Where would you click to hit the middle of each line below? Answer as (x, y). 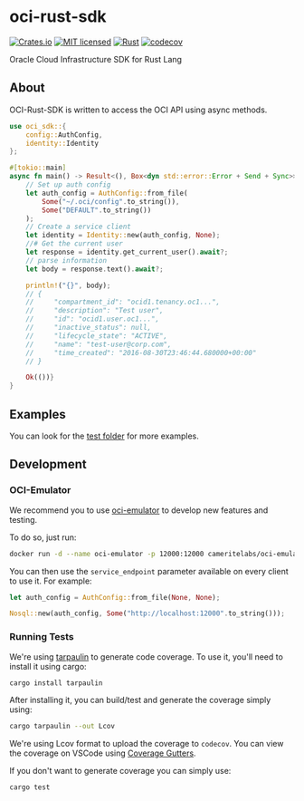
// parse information (66, 260)
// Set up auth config (68, 185)
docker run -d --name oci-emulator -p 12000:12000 (107, 554)
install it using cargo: (48, 666)
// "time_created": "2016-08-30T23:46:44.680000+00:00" (141, 352)
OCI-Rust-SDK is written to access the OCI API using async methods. (138, 110)
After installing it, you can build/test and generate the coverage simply (140, 700)
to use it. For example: (51, 581)
